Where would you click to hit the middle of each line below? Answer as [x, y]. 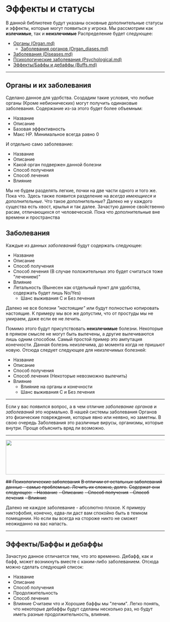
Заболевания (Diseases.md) [43, 54]
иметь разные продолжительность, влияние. [62, 614]
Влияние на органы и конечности [56, 387]
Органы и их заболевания [48, 86]
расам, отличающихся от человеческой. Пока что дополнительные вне [83, 212]
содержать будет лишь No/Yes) [47, 293]
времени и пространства [33, 217]
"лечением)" [27, 276]
